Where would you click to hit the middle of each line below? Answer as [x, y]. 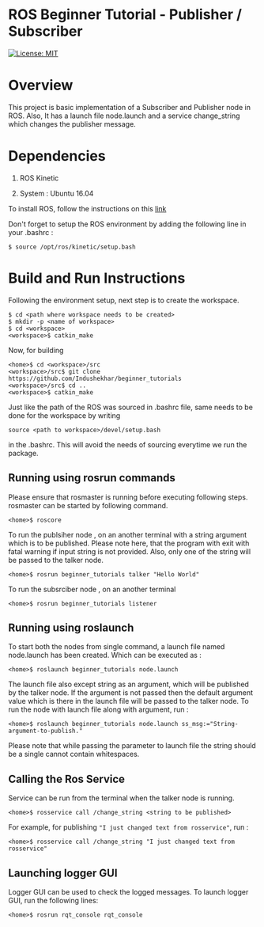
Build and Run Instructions [97, 278]
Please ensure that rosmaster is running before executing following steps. [128, 497]
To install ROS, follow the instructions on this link [87, 208]
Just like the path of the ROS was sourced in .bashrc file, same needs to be [130, 407]
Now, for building [36, 350]
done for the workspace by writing [64, 415]
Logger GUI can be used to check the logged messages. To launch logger [128, 892]
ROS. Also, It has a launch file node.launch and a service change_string [124, 116]
